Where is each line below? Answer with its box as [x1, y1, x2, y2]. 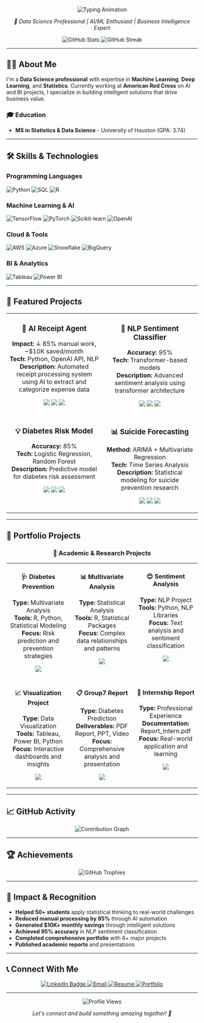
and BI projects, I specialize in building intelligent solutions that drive [6, 88, 178, 96]
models [139, 364, 161, 372]
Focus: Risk [21, 629, 55, 637]
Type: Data [22, 714, 55, 723]
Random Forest [32, 457, 76, 465]
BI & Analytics [6, 259, 49, 267]
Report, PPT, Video [75, 729, 129, 738]
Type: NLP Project [139, 595, 192, 604]
